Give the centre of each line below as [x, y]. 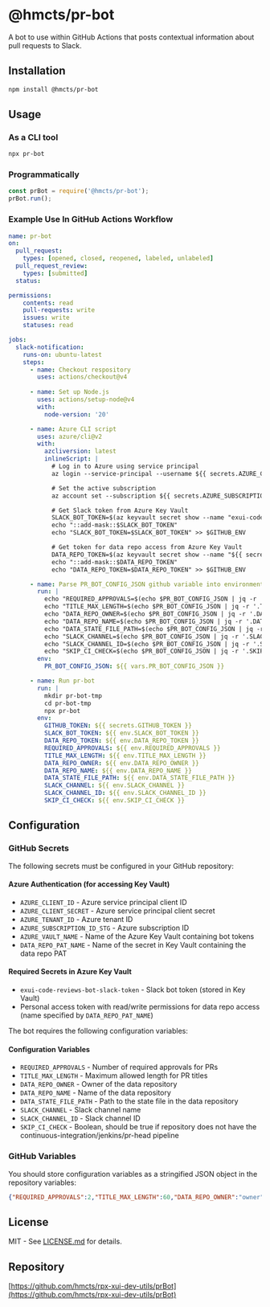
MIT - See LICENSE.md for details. [65, 1241]
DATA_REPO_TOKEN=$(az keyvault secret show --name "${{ [147, 555]
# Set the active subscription [104, 488]
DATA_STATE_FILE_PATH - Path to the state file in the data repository [129, 1101]
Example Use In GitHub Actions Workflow [91, 219]
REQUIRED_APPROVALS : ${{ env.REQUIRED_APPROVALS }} [132, 748]
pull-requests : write [59, 310]
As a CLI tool [33, 137]
